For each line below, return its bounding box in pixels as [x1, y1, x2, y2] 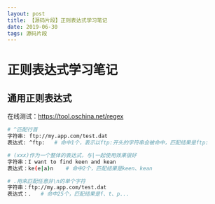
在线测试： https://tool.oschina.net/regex [7, 112, 124, 121]
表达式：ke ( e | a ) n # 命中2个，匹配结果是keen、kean [7, 165, 153, 172]
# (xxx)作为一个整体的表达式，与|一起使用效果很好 [7, 151, 137, 158]
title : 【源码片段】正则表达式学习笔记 [7, 17, 108, 24]
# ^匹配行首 [7, 126, 39, 133]
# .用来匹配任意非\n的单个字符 [7, 177, 86, 184]
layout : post [7, 10, 46, 18]
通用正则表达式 [7, 92, 72, 104]
